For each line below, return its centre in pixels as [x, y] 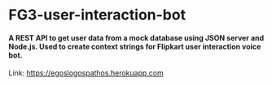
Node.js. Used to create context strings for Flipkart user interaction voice [135, 46]
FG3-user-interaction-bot [97, 15]
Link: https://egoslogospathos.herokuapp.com [86, 73]
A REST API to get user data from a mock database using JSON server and [136, 37]
